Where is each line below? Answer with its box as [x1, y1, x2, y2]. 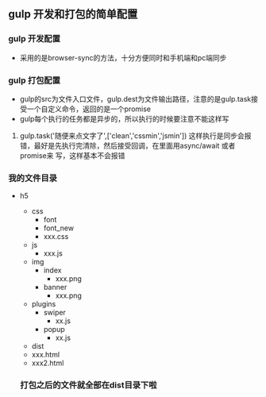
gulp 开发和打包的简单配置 [8, 7, 138, 21]
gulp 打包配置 [8, 75, 61, 86]
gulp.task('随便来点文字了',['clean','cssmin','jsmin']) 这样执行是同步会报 [19, 130, 252, 141]
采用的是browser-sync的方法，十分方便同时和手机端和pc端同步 [19, 52, 227, 62]
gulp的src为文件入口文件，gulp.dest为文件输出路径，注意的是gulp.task [19, 94, 252, 103]
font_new [43, 223, 74, 233]
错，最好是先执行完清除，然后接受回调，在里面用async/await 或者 [19, 141, 236, 150]
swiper [43, 308, 66, 318]
